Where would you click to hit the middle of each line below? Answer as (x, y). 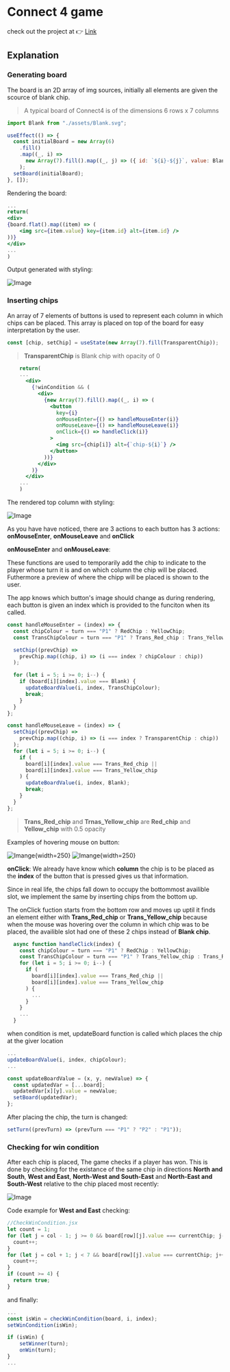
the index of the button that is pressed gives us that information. (98, 876)
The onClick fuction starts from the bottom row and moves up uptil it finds (111, 910)
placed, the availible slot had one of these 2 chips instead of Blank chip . (109, 932)
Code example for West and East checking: (68, 1210)
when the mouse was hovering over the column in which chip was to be (108, 924)
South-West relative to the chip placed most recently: (83, 1184)
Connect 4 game (55, 12)
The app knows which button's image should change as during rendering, (111, 598)
